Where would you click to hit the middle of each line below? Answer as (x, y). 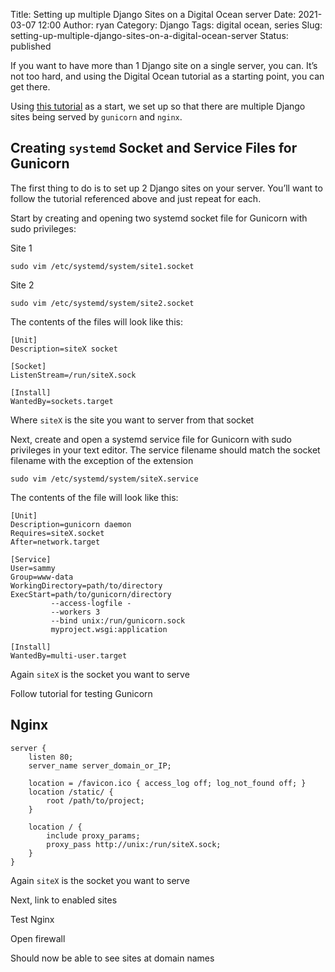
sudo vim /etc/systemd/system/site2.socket (102, 303)
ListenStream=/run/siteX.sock (73, 375)
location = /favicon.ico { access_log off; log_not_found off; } (167, 783)
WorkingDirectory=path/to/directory (86, 585)
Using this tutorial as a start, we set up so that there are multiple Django (158, 106)
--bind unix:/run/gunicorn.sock (118, 620)
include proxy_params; (93, 835)
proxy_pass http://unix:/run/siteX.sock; (134, 844)
